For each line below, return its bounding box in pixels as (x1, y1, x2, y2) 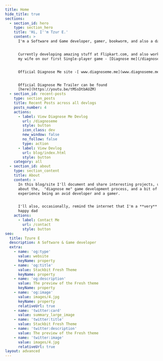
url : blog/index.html (22, 150, 66, 155)
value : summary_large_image (17, 312, 75, 318)
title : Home (5, 7, 29, 12)
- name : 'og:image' (14, 290, 53, 295)
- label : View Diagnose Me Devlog (17, 114, 88, 119)
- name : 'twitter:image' (14, 335, 64, 340)
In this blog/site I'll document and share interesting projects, (17, 182, 155, 187)
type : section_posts (14, 96, 55, 101)
